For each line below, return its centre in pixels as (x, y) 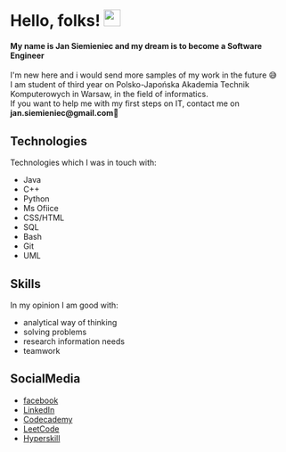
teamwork (41, 351)
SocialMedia (45, 379)
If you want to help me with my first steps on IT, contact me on (125, 103)
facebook (41, 400)
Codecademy (48, 419)
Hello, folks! (55, 21)
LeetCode (41, 429)
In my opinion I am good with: (64, 305)
